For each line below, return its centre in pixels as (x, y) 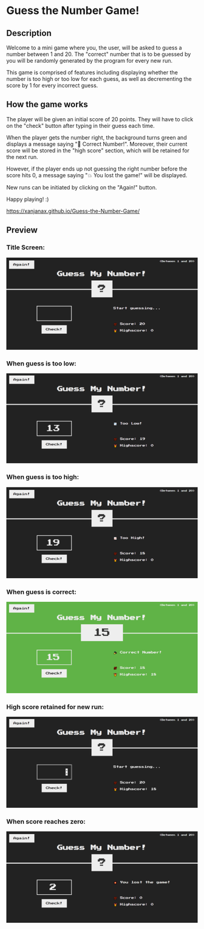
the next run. (22, 157)
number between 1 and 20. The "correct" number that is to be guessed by (99, 54)
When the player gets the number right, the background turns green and (97, 137)
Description (29, 33)
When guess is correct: (42, 592)
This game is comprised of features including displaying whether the (92, 72)
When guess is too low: (42, 363)
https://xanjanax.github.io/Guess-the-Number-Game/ (73, 211)
